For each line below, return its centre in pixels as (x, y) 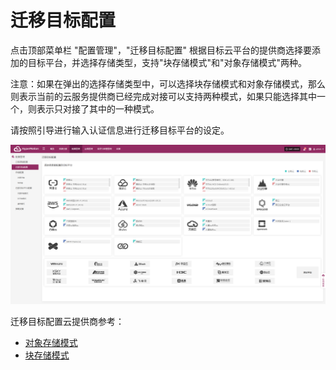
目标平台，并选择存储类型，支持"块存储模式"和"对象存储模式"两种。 (167, 62)
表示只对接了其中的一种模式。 (98, 108)
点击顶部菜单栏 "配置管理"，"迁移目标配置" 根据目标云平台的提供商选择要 (161, 50)
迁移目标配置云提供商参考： (67, 322)
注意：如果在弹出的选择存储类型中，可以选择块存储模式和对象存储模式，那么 (168, 83)
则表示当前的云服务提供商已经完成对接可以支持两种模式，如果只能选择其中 (163, 96)
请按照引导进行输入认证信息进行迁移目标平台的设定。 (120, 130)
